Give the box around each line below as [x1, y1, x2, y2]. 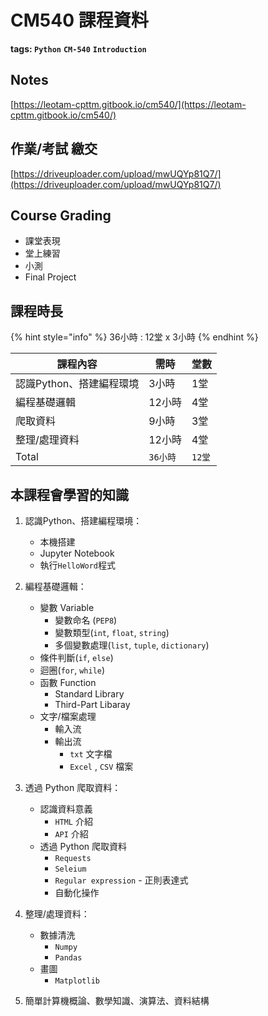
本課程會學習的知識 [10, 486, 129, 503]
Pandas [54, 953, 83, 963]
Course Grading [10, 207, 112, 224]
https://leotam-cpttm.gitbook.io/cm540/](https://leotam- [13, 98, 247, 110]
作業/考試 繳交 [10, 141, 98, 158]
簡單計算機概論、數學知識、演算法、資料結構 [24, 995, 210, 1006]
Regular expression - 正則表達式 [54, 874, 189, 886]
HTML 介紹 [54, 816, 93, 827]
